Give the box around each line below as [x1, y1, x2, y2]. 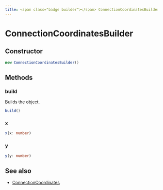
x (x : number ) [5, 131, 32, 136]
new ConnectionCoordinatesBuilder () [5, 60, 79, 65]
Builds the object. [5, 99, 40, 105]
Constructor [5, 47, 43, 56]
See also [5, 167, 32, 175]
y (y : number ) [5, 153, 32, 158]
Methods [5, 73, 33, 81]
